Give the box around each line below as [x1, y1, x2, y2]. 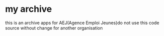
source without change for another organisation [5, 25, 103, 31]
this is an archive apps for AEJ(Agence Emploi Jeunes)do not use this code [5, 20, 160, 26]
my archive [5, 3, 52, 15]
